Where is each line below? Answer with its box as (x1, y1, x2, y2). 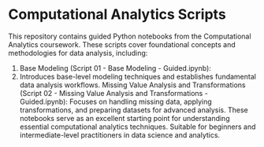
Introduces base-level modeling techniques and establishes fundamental (19, 72, 256, 81)
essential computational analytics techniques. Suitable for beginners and (19, 122, 256, 131)
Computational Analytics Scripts (8, 6, 226, 24)
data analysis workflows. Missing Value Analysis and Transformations (19, 80, 246, 90)
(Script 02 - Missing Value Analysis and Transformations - (19, 88, 209, 97)
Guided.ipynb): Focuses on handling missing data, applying (19, 97, 213, 106)
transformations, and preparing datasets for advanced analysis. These (19, 105, 248, 115)
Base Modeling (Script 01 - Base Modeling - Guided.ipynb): (19, 63, 211, 72)
